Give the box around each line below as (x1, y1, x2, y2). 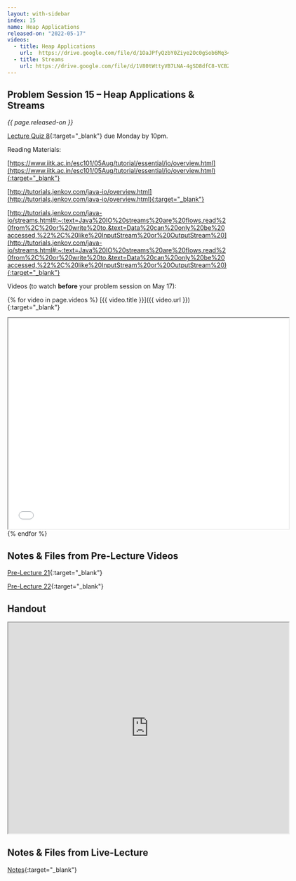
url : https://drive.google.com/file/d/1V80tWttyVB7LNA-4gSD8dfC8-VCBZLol (20, 63, 240, 70)
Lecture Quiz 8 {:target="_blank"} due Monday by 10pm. (7, 131, 168, 141)
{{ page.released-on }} (7, 118, 74, 127)
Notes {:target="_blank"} (7, 866, 77, 874)
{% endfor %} (7, 529, 48, 538)
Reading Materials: (7, 146, 62, 154)
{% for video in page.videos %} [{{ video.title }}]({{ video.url (7, 296, 181, 304)
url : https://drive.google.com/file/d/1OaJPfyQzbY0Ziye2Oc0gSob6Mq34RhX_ (20, 50, 243, 57)
